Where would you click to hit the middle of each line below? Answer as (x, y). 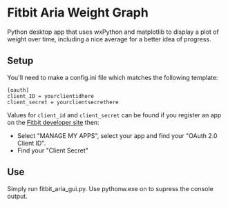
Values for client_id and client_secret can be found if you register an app (114, 115)
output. (17, 196)
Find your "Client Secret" (53, 150)
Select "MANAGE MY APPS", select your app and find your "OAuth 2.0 (117, 135)
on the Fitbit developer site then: (53, 122)
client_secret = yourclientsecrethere (63, 102)
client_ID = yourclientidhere (51, 96)
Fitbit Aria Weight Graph (78, 13)
